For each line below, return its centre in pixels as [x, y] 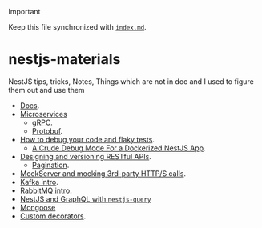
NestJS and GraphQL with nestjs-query [85, 198]
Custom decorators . [53, 216]
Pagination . [50, 165]
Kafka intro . [39, 182]
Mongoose [38, 207]
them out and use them [47, 90]
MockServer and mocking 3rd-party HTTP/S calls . [103, 173]
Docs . [30, 105]
